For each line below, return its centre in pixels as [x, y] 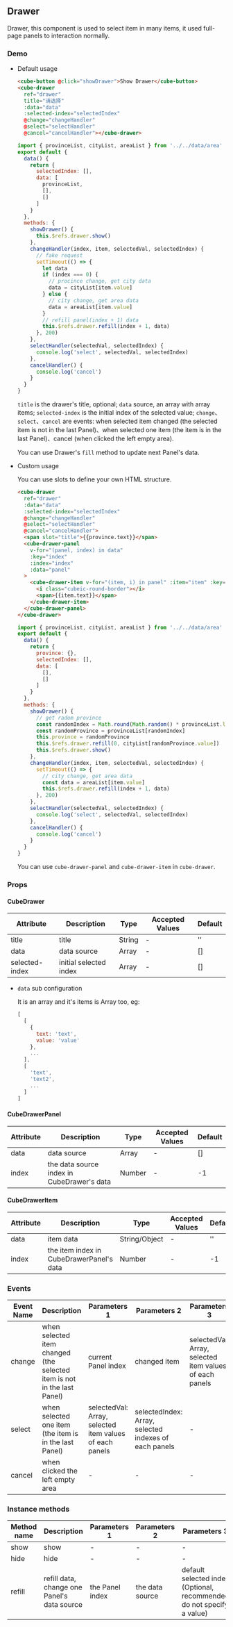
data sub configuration [50, 989]
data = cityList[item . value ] [90, 288]
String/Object [141, 1239]
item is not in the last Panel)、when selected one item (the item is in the [119, 430]
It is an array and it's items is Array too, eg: [78, 1002]
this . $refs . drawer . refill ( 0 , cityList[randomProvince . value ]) [128, 744]
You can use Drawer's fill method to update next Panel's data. [108, 453]
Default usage [37, 69]
